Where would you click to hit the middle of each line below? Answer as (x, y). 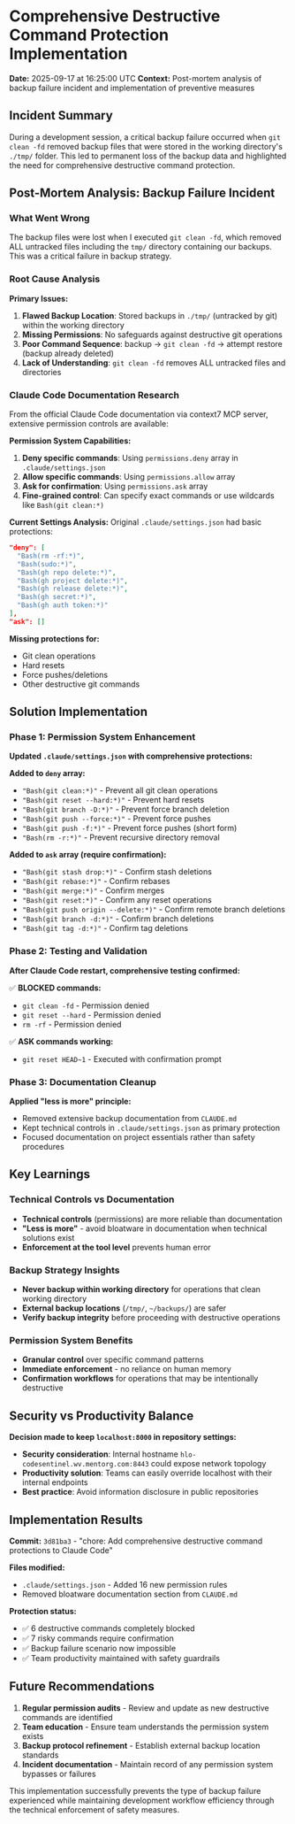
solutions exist (48, 1237)
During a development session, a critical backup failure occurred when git (145, 137)
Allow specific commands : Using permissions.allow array (129, 477)
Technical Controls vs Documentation (92, 1199)
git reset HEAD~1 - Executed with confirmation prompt (122, 1058)
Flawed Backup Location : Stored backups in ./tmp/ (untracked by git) (150, 315)
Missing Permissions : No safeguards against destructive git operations (152, 335)
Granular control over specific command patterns (113, 1359)
